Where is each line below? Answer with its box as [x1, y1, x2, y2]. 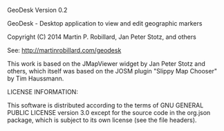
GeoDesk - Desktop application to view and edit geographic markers [7, 19, 203, 27]
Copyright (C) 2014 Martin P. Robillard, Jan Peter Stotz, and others [7, 33, 197, 41]
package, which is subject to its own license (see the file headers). [7, 116, 197, 124]
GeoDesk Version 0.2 [7, 6, 68, 14]
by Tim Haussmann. [7, 74, 64, 82]
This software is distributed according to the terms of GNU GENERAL [7, 101, 204, 110]
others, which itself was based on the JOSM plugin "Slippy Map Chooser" [7, 67, 218, 75]
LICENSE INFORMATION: [7, 88, 78, 96]
